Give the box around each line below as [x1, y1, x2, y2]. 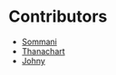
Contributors [8, 6, 108, 27]
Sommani [21, 36, 58, 47]
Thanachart [21, 45, 65, 56]
